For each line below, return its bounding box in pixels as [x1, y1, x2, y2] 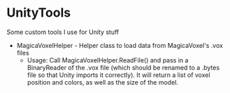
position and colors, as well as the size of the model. [27, 78, 179, 86]
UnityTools [6, 5, 71, 21]
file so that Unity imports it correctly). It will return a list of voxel [27, 71, 210, 79]
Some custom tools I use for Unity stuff [6, 28, 120, 36]
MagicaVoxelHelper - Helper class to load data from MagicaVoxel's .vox [16, 41, 223, 49]
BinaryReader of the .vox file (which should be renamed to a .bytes [27, 63, 220, 71]
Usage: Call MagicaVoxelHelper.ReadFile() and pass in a [27, 56, 189, 64]
